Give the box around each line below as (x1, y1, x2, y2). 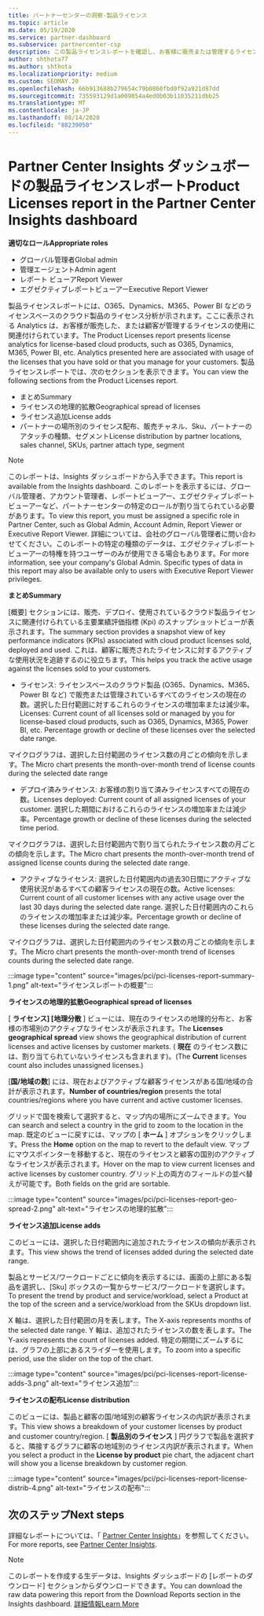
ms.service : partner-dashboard (8, 33, 111, 42)
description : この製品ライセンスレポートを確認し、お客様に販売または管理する (8, 48, 236, 56)
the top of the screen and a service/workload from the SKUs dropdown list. (8, 1299, 251, 1309)
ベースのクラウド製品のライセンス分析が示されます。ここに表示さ (35, 311, 247, 320)
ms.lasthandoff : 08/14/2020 (8, 114, 101, 122)
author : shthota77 (8, 56, 68, 64)
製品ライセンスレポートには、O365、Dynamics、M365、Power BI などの (8, 300, 245, 311)
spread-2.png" (8, 1204, 57, 1213)
